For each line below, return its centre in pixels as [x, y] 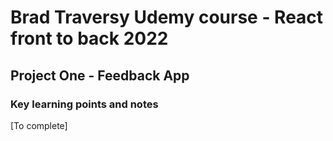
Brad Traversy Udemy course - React [167, 17]
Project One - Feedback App [100, 75]
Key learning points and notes [84, 104]
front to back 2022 [89, 38]
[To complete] [39, 125]
